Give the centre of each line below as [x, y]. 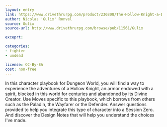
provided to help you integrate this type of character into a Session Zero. [80, 110]
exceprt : [14, 37]
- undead [14, 55]
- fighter [15, 51]
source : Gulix [20, 24]
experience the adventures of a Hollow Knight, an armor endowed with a [80, 89]
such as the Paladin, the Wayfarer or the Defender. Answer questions [76, 105]
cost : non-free [21, 69]
